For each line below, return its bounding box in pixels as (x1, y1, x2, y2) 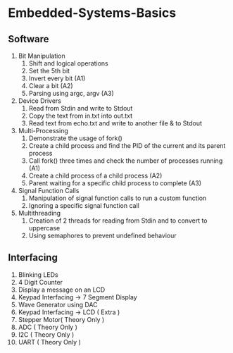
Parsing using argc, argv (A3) (28, 89, 115, 97)
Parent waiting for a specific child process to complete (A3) (28, 179, 202, 187)
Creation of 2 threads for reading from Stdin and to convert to (28, 216, 208, 225)
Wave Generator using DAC (18, 300, 98, 309)
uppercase (28, 224, 61, 232)
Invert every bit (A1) (28, 74, 86, 82)
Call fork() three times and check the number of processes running (28, 156, 223, 165)
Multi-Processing (18, 127, 69, 135)
